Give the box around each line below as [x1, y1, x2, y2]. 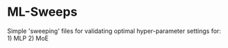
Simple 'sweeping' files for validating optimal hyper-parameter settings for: [7, 27, 222, 35]
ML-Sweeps [7, 4, 78, 20]
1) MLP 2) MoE [7, 34, 49, 42]
